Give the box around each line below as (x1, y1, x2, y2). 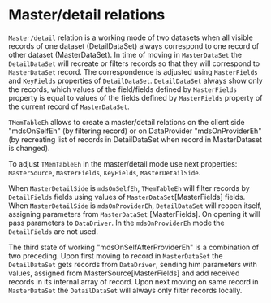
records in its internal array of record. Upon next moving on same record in (8, 276, 259, 286)
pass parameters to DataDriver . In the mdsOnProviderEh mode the (8, 218, 225, 227)
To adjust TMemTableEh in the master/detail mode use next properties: (8, 158, 238, 168)
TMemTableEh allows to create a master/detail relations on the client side (8, 117, 245, 127)
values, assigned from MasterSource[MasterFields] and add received (8, 268, 240, 278)
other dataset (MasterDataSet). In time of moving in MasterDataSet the (8, 50, 242, 59)
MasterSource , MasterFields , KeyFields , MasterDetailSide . (8, 167, 201, 177)
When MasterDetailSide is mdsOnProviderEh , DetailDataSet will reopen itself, (8, 201, 262, 210)
